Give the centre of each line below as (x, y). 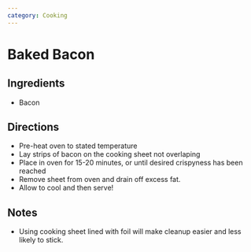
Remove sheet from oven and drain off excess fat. (100, 180)
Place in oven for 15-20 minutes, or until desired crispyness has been (131, 163)
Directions (33, 127)
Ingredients (36, 83)
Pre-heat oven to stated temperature (78, 146)
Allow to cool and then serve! (66, 188)
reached (32, 171)
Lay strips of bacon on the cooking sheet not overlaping (109, 154)
